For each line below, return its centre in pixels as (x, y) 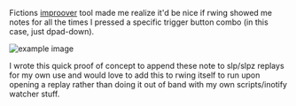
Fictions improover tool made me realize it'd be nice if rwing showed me (141, 13)
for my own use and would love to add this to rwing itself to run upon (135, 75)
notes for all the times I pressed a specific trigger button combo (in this (139, 22)
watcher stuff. (35, 94)
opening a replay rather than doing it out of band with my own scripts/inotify (148, 84)
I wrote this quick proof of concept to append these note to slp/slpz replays (147, 66)
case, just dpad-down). (52, 31)
